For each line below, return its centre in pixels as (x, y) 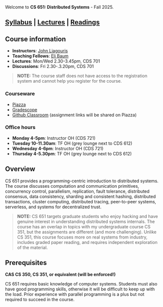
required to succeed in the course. (40, 300)
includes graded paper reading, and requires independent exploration (87, 242)
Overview (20, 169)
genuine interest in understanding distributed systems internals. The (86, 221)
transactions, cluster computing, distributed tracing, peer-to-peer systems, (81, 201)
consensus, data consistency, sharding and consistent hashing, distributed (81, 196)
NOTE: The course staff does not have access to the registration (82, 76)
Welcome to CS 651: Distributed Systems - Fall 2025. (59, 7)
